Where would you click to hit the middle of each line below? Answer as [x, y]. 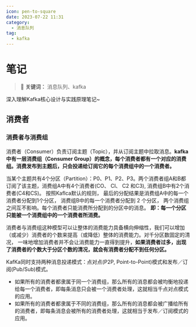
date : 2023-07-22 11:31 [35, 17]
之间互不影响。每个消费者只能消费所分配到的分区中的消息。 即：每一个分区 [96, 208]
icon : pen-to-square [31, 11]
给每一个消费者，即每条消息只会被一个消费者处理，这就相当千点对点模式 [101, 289]
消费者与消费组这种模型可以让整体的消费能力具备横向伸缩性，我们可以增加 [95, 227]
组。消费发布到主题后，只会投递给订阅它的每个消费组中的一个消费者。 [90, 166]
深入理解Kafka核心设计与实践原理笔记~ [53, 99]
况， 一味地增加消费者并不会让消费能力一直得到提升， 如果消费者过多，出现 [96, 242]
